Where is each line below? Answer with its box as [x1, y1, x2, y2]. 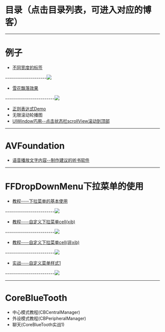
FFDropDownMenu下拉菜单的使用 [5, 181, 144, 192]
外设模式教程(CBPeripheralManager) [12, 315, 86, 321]
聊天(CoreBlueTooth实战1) [12, 321, 65, 328]
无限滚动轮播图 [12, 112, 43, 118]
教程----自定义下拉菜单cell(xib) [12, 219, 76, 225]
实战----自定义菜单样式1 [12, 260, 61, 266]
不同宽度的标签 [12, 65, 43, 70]
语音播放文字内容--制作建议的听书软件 [12, 157, 90, 163]
